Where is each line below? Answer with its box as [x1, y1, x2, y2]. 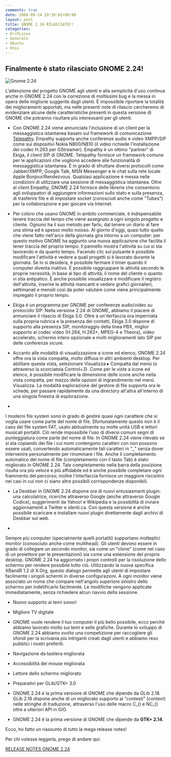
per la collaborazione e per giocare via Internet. [12, 201, 113, 207]
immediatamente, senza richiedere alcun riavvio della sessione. [5, 589, 139, 596]
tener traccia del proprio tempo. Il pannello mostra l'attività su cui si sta [12, 243, 162, 249]
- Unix [5, 45, 19, 51]
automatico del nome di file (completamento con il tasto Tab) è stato [5, 457, 149, 463]
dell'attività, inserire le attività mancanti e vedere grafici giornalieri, [12, 281, 153, 288]
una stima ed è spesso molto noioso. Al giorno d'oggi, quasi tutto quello [12, 227, 164, 233]
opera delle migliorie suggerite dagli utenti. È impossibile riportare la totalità [5, 99, 164, 105]
